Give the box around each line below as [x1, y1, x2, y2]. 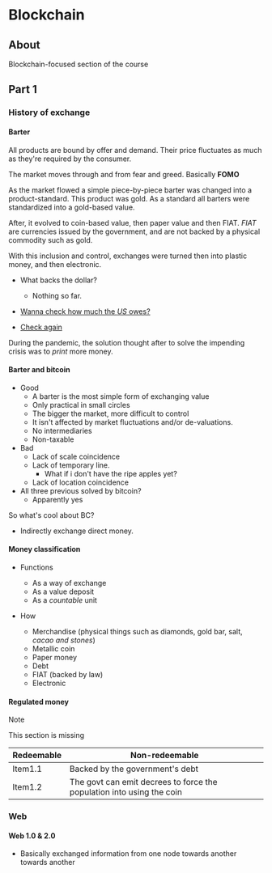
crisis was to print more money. [8, 346, 113, 356]
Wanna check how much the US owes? [19, 306, 151, 316]
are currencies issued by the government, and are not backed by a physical [8, 227, 261, 236]
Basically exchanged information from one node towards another [19, 849, 237, 858]
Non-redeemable [130, 750, 199, 761]
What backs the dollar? [19, 275, 97, 285]
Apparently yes [32, 494, 83, 504]
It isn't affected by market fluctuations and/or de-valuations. [32, 417, 233, 426]
